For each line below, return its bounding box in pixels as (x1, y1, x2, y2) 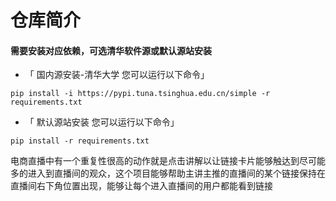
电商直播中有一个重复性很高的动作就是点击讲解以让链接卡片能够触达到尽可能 (10, 155, 326, 167)
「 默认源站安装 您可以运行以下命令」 (24, 116, 180, 128)
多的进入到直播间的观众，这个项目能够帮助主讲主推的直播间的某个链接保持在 (10, 167, 326, 180)
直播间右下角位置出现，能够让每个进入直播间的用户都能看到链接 (10, 180, 273, 192)
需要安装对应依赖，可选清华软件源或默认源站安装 (10, 44, 212, 56)
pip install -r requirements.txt (10, 136, 150, 146)
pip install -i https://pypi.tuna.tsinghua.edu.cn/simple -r (10, 89, 271, 99)
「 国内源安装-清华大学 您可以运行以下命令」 (24, 69, 210, 81)
